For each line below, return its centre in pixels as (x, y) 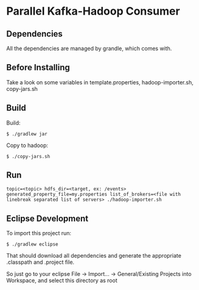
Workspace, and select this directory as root (62, 281)
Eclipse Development (47, 218)
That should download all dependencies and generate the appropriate (94, 256)
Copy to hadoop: (27, 145)
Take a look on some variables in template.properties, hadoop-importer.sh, (100, 82)
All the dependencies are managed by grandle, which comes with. (89, 48)
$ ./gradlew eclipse (33, 245)
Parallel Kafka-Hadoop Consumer (93, 11)
